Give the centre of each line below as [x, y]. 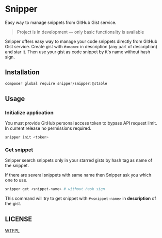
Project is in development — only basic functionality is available [80, 32]
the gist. [13, 204]
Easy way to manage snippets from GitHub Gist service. [61, 22]
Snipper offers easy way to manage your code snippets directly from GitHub [81, 41]
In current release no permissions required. [48, 128]
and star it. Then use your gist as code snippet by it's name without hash [78, 52]
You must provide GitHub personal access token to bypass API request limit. [81, 123]
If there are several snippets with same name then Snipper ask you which [78, 175]
